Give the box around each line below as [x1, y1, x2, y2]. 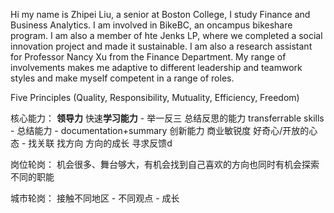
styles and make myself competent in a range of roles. [10, 72, 235, 84]
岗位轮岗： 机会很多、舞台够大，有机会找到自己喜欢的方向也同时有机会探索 [10, 159, 320, 170]
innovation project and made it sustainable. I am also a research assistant [10, 40, 313, 52]
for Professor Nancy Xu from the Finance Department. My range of [10, 51, 287, 63]
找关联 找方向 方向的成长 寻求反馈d [28, 137, 173, 149]
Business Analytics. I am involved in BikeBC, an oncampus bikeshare [10, 19, 293, 31]
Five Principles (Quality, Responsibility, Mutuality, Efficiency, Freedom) [10, 92, 300, 103]
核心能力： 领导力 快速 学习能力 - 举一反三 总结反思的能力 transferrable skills [10, 112, 325, 124]
